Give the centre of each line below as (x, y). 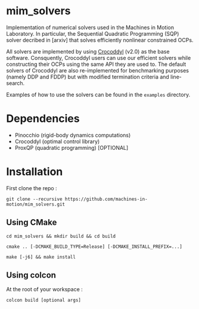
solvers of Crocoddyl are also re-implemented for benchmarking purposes (98, 70)
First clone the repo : (32, 188)
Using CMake (32, 223)
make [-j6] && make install (41, 257)
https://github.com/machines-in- (106, 199)
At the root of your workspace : (45, 289)
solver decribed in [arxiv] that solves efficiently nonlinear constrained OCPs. (100, 40)
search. (15, 83)
